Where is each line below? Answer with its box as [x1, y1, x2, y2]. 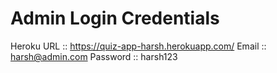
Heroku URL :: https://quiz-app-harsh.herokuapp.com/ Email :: [10, 40, 267, 52]
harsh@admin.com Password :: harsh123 [10, 50, 178, 62]
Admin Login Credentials [10, 7, 220, 30]
